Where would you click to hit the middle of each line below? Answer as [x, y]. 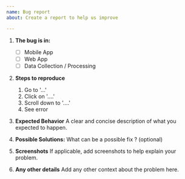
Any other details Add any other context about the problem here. [97, 169]
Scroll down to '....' [47, 103]
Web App [36, 59]
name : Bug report [28, 12]
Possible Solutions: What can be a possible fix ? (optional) [89, 139]
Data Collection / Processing [60, 66]
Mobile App [39, 52]
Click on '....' [40, 96]
